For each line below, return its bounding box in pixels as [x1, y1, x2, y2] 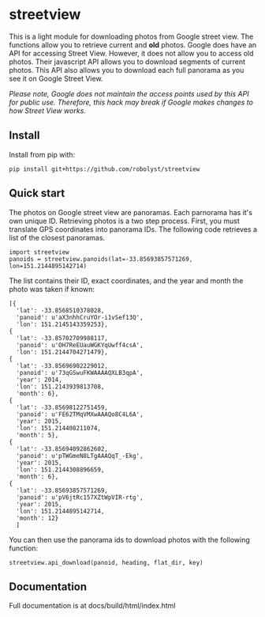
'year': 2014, [16, 376, 62, 384]
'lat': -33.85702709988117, [16, 334, 109, 342]
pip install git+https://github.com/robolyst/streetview [9, 165, 200, 173]
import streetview [9, 248, 69, 256]
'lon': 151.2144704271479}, [16, 348, 109, 356]
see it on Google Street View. [9, 74, 103, 83]
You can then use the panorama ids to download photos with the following [9, 535, 251, 544]
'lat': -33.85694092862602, [16, 445, 109, 452]
